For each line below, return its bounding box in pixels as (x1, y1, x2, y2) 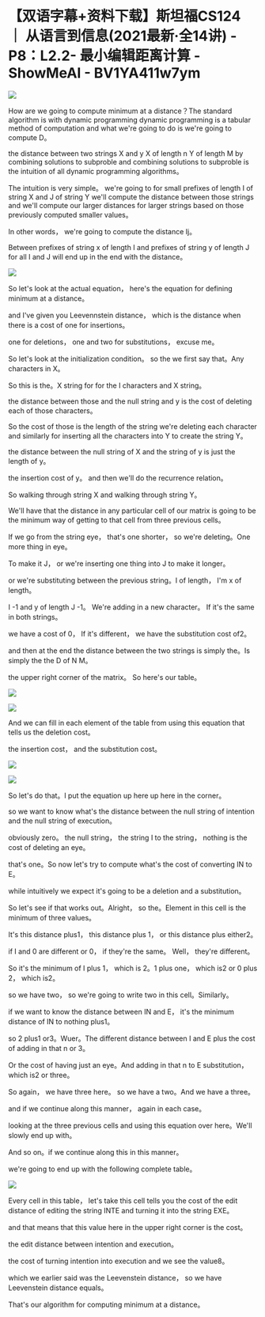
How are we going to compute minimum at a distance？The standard (8, 106, 233, 116)
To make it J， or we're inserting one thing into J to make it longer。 (8, 559, 230, 568)
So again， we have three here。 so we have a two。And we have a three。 (8, 1087, 256, 1096)
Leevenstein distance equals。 (8, 1283, 108, 1292)
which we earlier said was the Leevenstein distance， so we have (8, 1273, 222, 1282)
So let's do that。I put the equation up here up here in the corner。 (8, 791, 226, 800)
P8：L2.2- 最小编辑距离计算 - (8, 47, 201, 65)
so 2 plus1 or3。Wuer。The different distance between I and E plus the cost (8, 1034, 256, 1043)
